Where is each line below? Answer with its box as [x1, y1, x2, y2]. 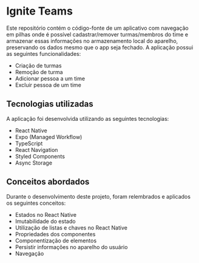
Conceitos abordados [6, 177, 90, 187]
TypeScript [15, 140, 43, 147]
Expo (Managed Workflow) [15, 133, 83, 140]
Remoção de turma [15, 68, 63, 75]
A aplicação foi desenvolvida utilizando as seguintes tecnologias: [6, 115, 169, 122]
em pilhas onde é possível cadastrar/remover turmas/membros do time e [6, 30, 189, 38]
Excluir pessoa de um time [15, 81, 82, 89]
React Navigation [15, 146, 58, 153]
